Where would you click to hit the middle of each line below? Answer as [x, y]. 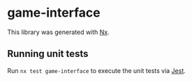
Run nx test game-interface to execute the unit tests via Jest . [97, 70]
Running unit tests [48, 54]
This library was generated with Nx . [58, 32]
